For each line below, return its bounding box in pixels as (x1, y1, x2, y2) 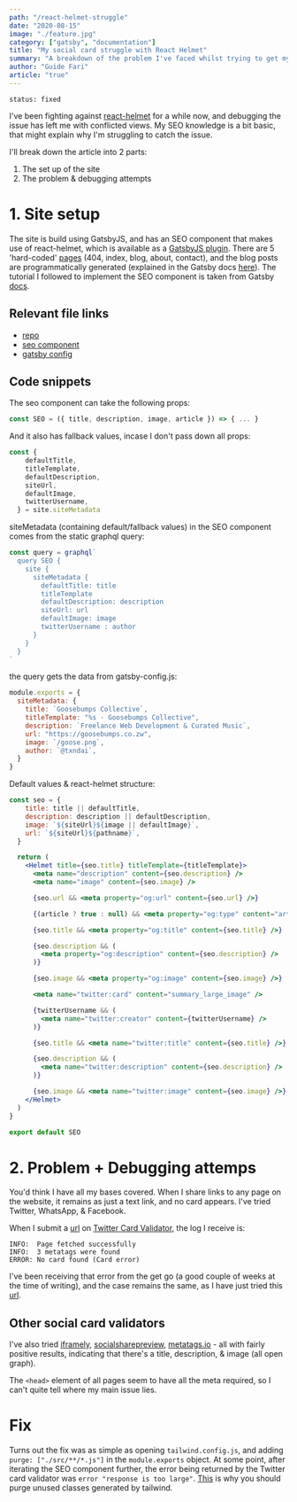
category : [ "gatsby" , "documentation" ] (9, 37, 156, 47)
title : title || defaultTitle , (25, 804, 141, 813)
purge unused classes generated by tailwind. (9, 1483, 173, 1493)
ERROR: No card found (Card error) (9, 1256, 141, 1265)
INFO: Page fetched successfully (9, 1240, 137, 1249)
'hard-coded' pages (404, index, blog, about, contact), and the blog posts (9, 252, 278, 262)
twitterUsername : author (41, 622, 137, 632)
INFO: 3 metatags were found (9, 1248, 121, 1257)
